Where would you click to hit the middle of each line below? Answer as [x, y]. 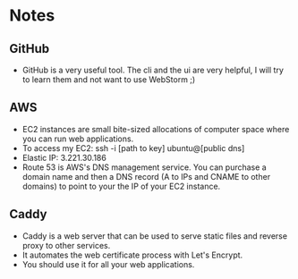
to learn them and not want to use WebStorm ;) [109, 80]
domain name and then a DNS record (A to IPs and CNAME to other [146, 176]
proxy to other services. [66, 245]
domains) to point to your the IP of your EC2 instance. [121, 186]
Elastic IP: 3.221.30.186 [64, 157]
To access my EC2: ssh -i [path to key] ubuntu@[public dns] [133, 148]
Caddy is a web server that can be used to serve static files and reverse [155, 236]
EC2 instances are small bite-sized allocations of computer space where [156, 129]
